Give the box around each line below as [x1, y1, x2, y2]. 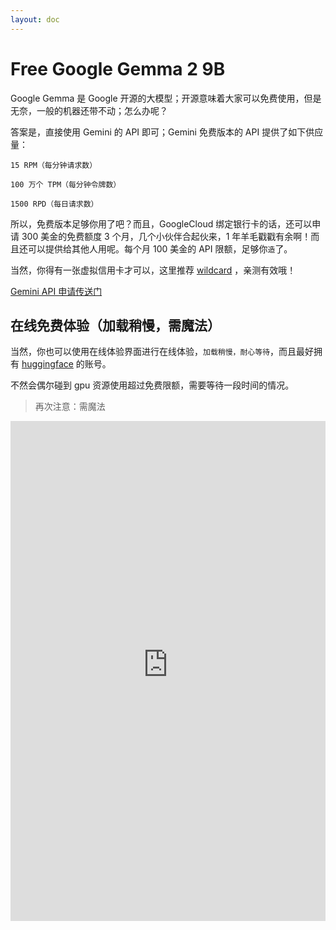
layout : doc [10, 14, 60, 25]
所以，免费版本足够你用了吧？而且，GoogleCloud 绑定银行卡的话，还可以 [10, 217, 313, 230]
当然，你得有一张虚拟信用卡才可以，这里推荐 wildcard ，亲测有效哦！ [10, 264, 297, 276]
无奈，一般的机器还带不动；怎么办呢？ [10, 104, 168, 116]
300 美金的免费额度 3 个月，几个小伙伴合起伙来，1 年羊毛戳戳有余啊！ [21, 230, 312, 242]
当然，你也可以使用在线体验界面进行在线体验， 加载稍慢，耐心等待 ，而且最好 [10, 346, 315, 358]
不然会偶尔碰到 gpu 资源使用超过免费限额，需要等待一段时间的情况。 [10, 379, 295, 391]
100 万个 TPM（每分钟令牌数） [10, 179, 122, 190]
